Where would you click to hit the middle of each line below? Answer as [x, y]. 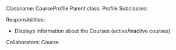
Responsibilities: [26, 19]
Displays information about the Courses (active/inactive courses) [92, 31]
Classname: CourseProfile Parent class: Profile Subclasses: [77, 8]
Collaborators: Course [33, 42]
